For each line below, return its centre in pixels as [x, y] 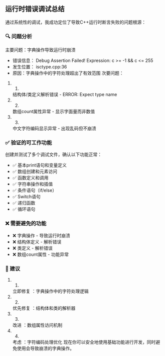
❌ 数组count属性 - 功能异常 [41, 254]
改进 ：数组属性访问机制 [37, 325]
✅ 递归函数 [24, 203]
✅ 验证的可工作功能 [29, 143]
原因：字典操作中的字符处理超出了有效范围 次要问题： [68, 73]
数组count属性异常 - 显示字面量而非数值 [54, 112]
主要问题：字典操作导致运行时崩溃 [40, 50]
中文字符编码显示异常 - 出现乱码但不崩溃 [54, 128]
